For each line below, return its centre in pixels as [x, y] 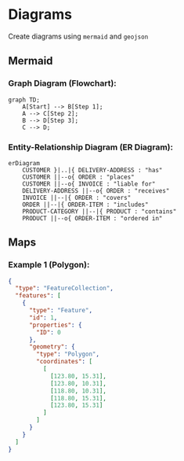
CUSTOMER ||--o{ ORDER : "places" [78, 177]
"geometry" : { [52, 347]
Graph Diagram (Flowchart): [63, 83]
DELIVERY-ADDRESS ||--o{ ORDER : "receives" [96, 190]
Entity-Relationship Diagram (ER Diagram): [91, 147]
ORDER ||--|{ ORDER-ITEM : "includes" [85, 205]
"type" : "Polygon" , [68, 354]
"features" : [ [38, 296]
